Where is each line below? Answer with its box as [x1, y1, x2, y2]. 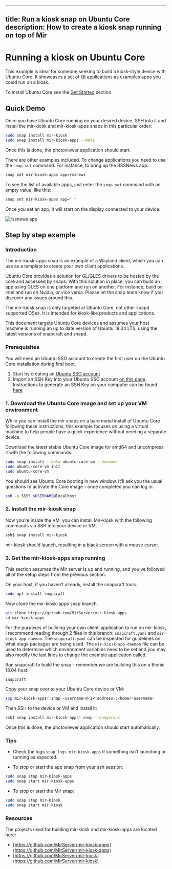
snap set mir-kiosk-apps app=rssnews [5, 172, 86, 177]
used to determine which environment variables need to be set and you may [5, 646, 166, 652]
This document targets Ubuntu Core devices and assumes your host [5, 320, 149, 326]
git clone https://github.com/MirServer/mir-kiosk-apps [5, 610, 127, 615]
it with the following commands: [5, 449, 73, 455]
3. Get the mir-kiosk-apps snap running [5, 554, 105, 562]
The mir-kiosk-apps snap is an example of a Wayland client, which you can [5, 258, 164, 264]
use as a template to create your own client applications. [5, 263, 124, 269]
